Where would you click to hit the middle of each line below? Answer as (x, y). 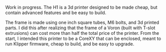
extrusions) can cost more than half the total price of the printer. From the (82, 33)
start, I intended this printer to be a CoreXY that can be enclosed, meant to (83, 38)
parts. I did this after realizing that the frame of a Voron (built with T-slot (80, 28)
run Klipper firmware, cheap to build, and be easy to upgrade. (70, 44)
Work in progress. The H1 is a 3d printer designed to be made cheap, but (81, 7)
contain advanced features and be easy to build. (56, 13)
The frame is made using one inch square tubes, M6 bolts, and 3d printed (82, 22)
